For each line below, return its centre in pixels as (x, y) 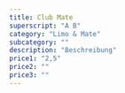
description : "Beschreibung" (63, 50)
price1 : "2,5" (35, 58)
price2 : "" (29, 67)
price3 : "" (29, 75)
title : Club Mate (41, 17)
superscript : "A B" (45, 26)
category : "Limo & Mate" (55, 34)
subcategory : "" (39, 42)
